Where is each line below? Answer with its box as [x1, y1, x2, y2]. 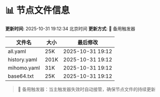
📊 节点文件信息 [5, 5, 70, 16]
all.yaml [8, 48, 26, 55]
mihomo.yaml [8, 64, 40, 71]
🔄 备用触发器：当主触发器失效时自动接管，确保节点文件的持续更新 [17, 86, 156, 92]
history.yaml [8, 56, 37, 63]
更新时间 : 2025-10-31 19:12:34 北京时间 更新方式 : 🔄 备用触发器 [5, 25, 136, 31]
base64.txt [8, 72, 34, 79]
